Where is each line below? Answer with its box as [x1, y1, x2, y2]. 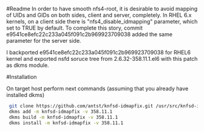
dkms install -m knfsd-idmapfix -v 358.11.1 [8, 120, 123, 126]
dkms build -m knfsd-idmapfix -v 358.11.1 [8, 114, 118, 120]
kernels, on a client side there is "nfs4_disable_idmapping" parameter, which [6, 18, 198, 25]
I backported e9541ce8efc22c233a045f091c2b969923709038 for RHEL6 [6, 49, 191, 56]
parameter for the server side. [6, 37, 81, 44]
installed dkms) [6, 92, 45, 98]
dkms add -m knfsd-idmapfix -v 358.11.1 [8, 108, 113, 115]
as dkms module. [6, 61, 50, 69]
